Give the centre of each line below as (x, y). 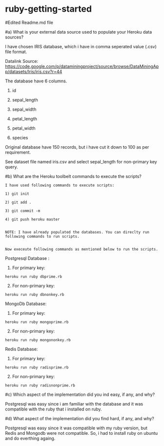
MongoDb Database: (26, 304)
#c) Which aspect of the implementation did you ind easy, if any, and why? (80, 394)
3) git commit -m (23, 211)
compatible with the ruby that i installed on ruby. (53, 409)
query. (11, 167)
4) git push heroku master (32, 219)
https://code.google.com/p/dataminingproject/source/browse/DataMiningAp (82, 66)
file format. (16, 52)
